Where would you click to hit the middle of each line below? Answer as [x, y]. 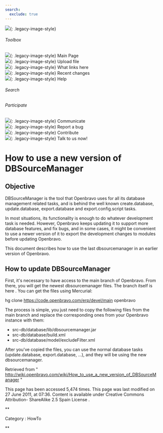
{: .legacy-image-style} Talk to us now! [49, 138]
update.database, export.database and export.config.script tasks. [71, 209]
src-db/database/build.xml [39, 335]
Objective [20, 186]
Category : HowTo [23, 419]
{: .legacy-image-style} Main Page [44, 55]
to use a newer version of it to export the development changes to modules [80, 234]
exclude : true [24, 14]
